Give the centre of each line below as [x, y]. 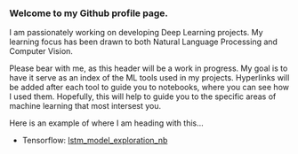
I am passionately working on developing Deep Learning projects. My [137, 33]
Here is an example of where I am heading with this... [107, 123]
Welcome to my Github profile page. [89, 13]
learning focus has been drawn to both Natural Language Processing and [144, 42]
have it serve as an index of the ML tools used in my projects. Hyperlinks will [149, 78]
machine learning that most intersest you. [85, 106]
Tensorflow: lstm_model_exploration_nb [95, 141]
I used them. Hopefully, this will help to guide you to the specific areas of [143, 96]
